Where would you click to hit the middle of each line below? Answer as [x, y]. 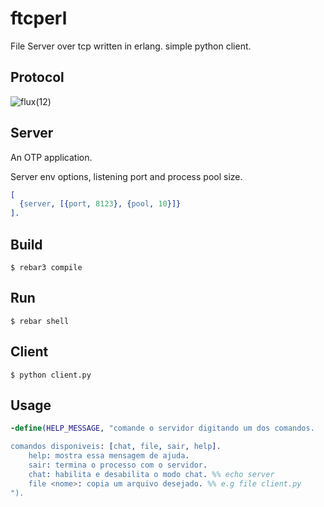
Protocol [37, 77]
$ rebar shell [40, 321]
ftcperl [39, 18]
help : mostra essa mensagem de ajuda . [109, 456]
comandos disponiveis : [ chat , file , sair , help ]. [116, 447]
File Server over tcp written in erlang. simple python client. [131, 46]
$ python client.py [51, 375]
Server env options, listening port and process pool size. [126, 176]
